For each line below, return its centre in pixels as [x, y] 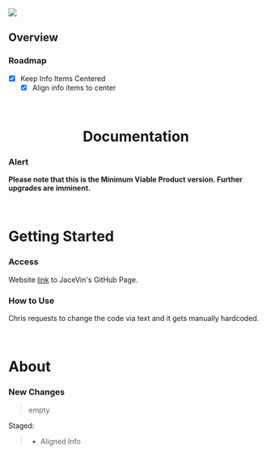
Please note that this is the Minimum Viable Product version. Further [125, 180]
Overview [34, 38]
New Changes [36, 392]
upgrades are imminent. [50, 188]
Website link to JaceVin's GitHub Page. [73, 280]
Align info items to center [74, 88]
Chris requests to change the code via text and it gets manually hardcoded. [134, 319]
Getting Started [61, 236]
